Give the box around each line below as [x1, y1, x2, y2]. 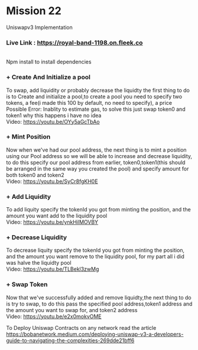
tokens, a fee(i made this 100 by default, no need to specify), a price [6, 99, 173, 106]
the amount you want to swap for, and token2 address [6, 306, 138, 313]
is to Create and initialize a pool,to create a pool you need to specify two [6, 93, 182, 100]
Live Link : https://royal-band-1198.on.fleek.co [6, 38, 143, 47]
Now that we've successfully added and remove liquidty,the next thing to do [6, 294, 191, 301]
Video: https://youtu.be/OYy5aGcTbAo [6, 118, 100, 125]
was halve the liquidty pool [6, 259, 72, 266]
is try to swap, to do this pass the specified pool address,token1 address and [6, 300, 193, 307]
